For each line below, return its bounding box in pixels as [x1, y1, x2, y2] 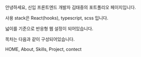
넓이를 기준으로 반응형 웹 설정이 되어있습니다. [5, 25, 93, 31]
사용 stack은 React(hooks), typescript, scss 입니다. [5, 15, 108, 21]
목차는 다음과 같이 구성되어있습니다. [5, 36, 75, 42]
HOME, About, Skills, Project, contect [5, 46, 82, 52]
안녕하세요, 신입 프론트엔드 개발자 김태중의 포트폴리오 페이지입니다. [5, 4, 136, 10]
